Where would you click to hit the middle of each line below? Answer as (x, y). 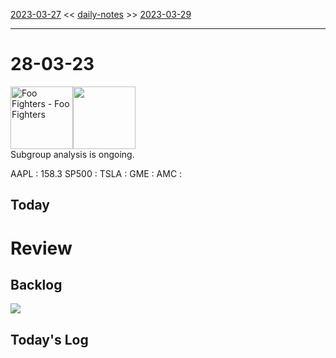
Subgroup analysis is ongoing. (72, 154)
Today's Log (49, 339)
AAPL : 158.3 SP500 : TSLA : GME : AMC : (96, 173)
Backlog (36, 284)
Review (41, 248)
